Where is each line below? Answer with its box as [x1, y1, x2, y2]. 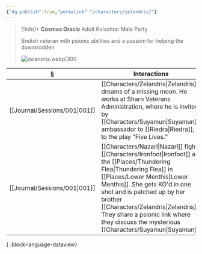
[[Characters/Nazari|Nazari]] [101, 142, 183, 151]
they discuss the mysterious [101, 218, 181, 226]
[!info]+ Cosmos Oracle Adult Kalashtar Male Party [20, 25, 148, 33]
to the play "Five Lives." [101, 132, 168, 141]
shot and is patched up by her [101, 188, 186, 196]
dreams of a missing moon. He [101, 87, 188, 95]
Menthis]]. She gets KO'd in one [101, 180, 191, 188]
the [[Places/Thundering [101, 157, 171, 166]
